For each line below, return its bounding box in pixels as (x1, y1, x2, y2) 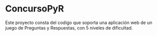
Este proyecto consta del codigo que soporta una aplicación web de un (5, 19, 152, 25)
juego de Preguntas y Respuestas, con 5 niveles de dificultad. (5, 24, 133, 30)
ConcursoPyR (5, 3, 64, 14)
